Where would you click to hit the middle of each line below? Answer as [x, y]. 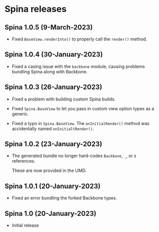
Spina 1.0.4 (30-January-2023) [54, 54]
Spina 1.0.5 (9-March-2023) [49, 27]
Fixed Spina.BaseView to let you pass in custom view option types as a [83, 108]
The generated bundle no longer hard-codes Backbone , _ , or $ [74, 156]
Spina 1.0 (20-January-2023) [51, 214]
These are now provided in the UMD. [49, 170]
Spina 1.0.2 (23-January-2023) [53, 144]
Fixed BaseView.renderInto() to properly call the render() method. [79, 39]
